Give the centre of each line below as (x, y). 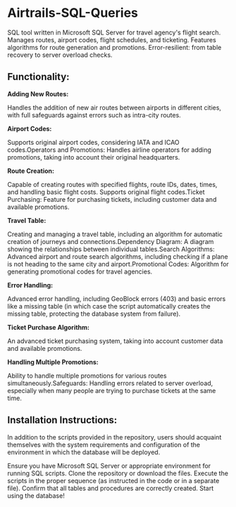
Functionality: (38, 77)
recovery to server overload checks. (60, 55)
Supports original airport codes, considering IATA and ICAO (93, 142)
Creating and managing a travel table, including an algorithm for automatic (115, 234)
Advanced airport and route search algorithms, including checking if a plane (118, 256)
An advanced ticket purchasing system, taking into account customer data (115, 341)
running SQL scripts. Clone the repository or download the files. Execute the (118, 473)
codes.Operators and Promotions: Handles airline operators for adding (109, 150)
